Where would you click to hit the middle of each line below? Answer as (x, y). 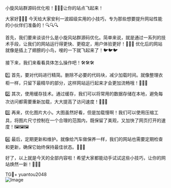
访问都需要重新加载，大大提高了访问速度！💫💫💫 (59, 102)
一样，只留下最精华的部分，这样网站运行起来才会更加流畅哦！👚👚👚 (79, 83)
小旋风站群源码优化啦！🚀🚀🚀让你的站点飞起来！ (54, 8)
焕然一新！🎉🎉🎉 (25, 164)
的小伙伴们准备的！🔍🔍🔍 (32, 25)
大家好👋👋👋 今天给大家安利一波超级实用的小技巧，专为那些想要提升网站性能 (84, 19)
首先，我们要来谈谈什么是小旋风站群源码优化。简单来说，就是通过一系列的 (83, 37)
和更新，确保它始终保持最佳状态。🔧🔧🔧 (45, 147)
